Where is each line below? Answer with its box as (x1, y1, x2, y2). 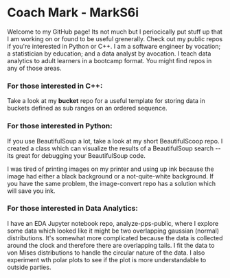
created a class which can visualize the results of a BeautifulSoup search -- (7, 144, 221, 152)
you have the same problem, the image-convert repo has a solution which (7, 179, 216, 187)
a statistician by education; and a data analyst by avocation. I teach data (7, 49, 211, 58)
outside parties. (7, 263, 51, 271)
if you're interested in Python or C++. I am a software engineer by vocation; (7, 42, 221, 50)
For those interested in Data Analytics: (7, 204, 139, 213)
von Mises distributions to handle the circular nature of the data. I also (7, 248, 205, 257)
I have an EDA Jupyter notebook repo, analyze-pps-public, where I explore (7, 219, 219, 227)
